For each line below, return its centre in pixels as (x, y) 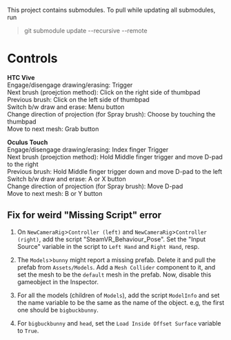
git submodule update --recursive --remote (86, 31)
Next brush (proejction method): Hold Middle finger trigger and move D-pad (115, 157)
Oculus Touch (28, 142)
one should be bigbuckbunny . (58, 310)
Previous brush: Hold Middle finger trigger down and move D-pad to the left (115, 171)
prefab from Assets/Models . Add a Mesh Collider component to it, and (116, 267)
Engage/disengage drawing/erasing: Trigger (70, 85)
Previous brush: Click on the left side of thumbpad (78, 99)
